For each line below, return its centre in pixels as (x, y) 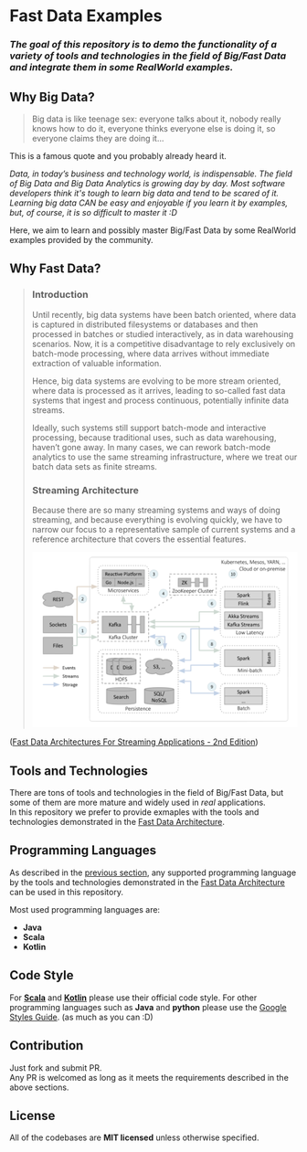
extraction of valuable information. (96, 363)
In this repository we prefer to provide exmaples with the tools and (134, 812)
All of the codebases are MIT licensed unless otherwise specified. (134, 1137)
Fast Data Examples (86, 16)
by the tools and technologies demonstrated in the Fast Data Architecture (148, 882)
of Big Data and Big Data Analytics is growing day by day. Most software (148, 183)
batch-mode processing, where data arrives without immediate (150, 354)
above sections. (39, 1087)
